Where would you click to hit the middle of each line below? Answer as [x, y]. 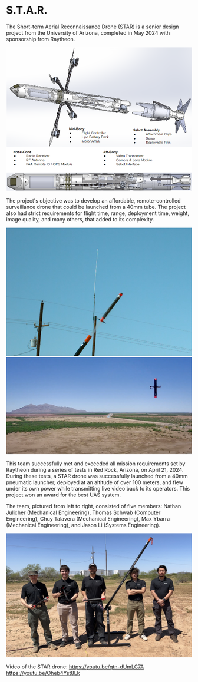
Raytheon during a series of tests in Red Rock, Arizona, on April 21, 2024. [95, 470]
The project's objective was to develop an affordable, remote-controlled [93, 201]
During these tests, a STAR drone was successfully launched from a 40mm [97, 476]
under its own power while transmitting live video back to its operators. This [98, 489]
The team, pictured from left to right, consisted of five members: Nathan [94, 506]
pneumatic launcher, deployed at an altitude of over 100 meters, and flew [95, 482]
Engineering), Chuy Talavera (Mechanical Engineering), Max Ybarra [88, 519]
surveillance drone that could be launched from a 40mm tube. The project [96, 207]
